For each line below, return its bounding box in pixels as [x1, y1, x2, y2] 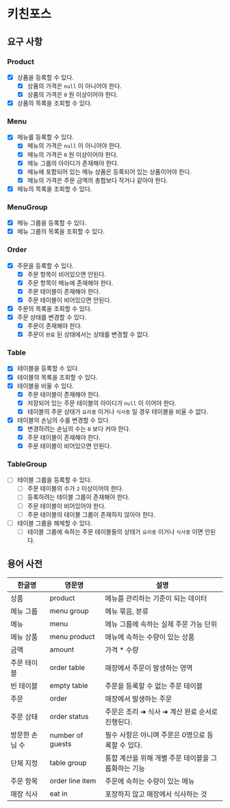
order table [49, 662, 86, 672]
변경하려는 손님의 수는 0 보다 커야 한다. [27, 424, 131, 432]
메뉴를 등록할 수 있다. [16, 133, 74, 141]
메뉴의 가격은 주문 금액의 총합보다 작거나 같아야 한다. [27, 176, 168, 184]
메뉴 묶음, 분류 [105, 606, 149, 616]
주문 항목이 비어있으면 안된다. [27, 270, 106, 278]
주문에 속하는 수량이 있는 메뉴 [105, 776, 195, 786]
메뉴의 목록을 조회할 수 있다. [16, 185, 92, 193]
